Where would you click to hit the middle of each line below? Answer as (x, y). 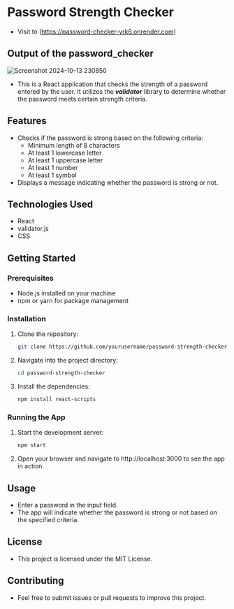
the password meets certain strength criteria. (82, 99)
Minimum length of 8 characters (74, 145)
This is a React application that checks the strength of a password (112, 84)
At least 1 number (53, 167)
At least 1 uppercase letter (65, 160)
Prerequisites (30, 278)
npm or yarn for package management (73, 301)
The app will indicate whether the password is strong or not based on (117, 512)
